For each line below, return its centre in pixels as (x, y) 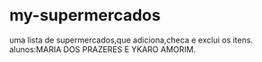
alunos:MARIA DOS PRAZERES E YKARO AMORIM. (103, 49)
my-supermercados (85, 15)
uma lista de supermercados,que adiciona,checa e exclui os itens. (131, 40)
